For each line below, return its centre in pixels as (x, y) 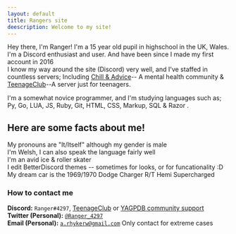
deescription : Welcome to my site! (60, 27)
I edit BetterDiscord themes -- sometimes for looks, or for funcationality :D (116, 167)
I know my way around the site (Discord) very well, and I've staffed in (107, 69)
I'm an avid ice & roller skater (49, 160)
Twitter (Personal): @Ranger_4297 (55, 216)
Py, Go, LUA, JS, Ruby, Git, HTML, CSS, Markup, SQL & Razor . (98, 106)
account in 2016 (31, 62)
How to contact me (41, 193)
